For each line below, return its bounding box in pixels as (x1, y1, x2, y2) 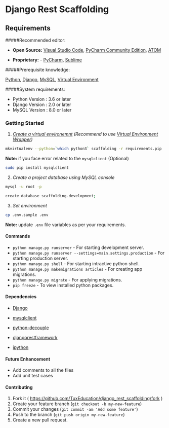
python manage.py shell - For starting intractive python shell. (12, 260, 140, 267)
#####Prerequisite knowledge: (5, 67, 70, 73)
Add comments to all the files (12, 367, 74, 373)
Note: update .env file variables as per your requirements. (5, 222, 126, 228)
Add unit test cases (12, 373, 53, 379)
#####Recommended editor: (5, 37, 66, 43)
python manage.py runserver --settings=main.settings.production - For (12, 249, 165, 256)
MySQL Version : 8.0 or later (12, 107, 72, 113)
